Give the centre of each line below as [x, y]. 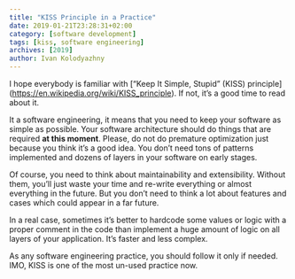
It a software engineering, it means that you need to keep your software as [145, 120]
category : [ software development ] [73, 34]
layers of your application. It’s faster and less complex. [109, 239]
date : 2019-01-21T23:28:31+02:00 [71, 26]
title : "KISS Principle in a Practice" [83, 17]
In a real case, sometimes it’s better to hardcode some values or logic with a [148, 220]
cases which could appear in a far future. [84, 203]
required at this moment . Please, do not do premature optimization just [139, 139]
